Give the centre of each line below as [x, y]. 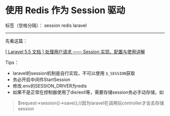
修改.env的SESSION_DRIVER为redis [50, 86]
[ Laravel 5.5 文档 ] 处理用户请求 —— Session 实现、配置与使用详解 [75, 52]
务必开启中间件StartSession [41, 80]
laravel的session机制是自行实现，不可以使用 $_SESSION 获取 [74, 73]
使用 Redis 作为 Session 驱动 [65, 10]
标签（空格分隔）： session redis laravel [46, 25]
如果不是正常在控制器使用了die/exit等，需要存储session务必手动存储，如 [88, 92]
